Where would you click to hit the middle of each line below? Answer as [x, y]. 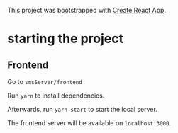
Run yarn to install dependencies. [56, 96]
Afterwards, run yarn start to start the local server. [82, 109]
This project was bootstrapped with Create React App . [87, 10]
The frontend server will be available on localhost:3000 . [89, 123]
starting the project [66, 39]
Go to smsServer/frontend [45, 82]
